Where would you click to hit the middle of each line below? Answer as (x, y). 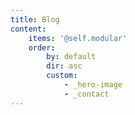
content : (28, 29)
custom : (62, 76)
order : (42, 47)
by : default (71, 57)
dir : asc (64, 66)
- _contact (86, 94)
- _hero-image (93, 85)
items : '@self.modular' (78, 38)
